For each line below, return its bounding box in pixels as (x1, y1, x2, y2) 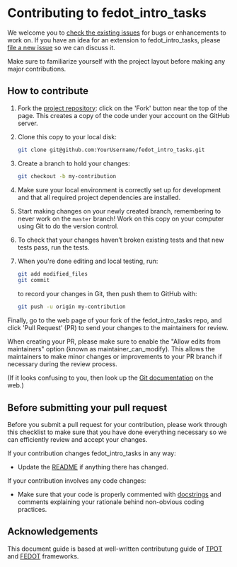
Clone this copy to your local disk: (17, 132, 117, 141)
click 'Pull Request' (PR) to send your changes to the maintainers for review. (7, 324, 229, 332)
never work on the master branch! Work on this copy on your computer (17, 214, 224, 223)
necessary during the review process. (7, 360, 118, 368)
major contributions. (7, 64, 67, 73)
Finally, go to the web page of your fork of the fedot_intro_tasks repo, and (7, 316, 222, 325)
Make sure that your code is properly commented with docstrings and (17, 490, 221, 498)
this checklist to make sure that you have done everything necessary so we (7, 428, 227, 436)
